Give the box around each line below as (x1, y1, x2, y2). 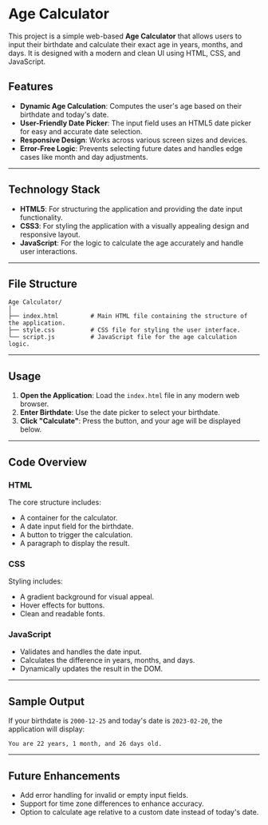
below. (19, 424, 42, 434)
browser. (19, 399, 49, 409)
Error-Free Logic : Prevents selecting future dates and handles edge (19, 143, 243, 153)
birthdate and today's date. (19, 110, 109, 119)
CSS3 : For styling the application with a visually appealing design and (19, 221, 250, 230)
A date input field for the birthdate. (19, 521, 134, 531)
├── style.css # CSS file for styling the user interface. (8, 326, 241, 334)
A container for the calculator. (19, 512, 118, 522)
